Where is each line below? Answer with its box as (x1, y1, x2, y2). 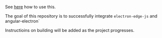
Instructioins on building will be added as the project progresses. (5, 28, 135, 33)
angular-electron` (5, 19, 40, 24)
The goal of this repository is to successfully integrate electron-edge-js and (5, 13, 158, 19)
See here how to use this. (5, 4, 56, 9)
